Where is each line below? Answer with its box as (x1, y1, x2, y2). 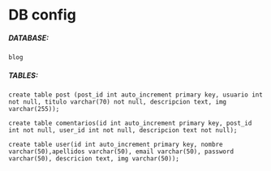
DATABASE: (8, 32, 49, 42)
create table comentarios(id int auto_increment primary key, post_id (8, 119, 252, 127)
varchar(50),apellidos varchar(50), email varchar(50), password (8, 147, 234, 156)
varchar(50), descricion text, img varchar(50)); (8, 155, 180, 163)
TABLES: (8, 71, 39, 80)
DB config (8, 6, 77, 24)
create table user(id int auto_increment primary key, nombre (8, 140, 223, 149)
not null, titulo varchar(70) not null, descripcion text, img (8, 98, 227, 106)
